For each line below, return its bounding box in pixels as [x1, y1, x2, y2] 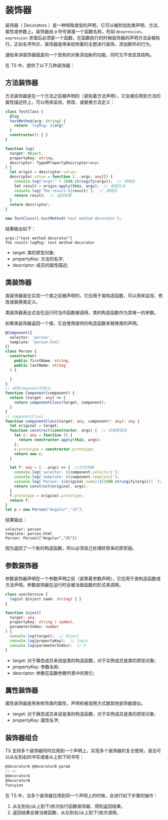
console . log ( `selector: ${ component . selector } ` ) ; [14, 470, 120, 475]
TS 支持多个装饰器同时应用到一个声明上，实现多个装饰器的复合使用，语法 [5, 748, 156, 754]
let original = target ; [9, 423, 59, 429]
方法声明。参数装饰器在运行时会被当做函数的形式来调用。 [5, 582, 123, 588]
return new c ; [14, 451, 43, 456]
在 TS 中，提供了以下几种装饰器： [5, 62, 75, 68]
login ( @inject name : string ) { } [9, 596, 81, 601]
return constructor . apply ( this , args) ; [18, 438, 101, 443]
